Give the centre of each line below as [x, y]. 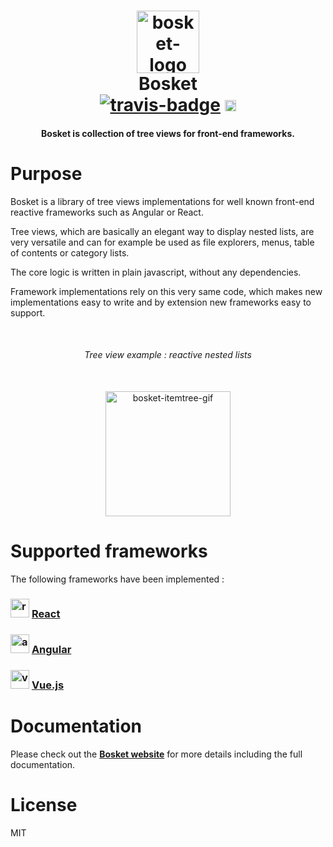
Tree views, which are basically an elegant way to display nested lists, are [162, 231]
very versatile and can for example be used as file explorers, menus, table [162, 242]
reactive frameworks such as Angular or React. [107, 212]
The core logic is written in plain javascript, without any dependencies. [156, 272]
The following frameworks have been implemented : [117, 579]
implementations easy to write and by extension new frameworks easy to [161, 302]
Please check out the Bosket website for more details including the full [156, 754]
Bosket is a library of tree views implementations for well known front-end [162, 201]
